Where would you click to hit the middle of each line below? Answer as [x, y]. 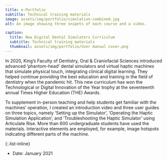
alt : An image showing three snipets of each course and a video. [76, 24]
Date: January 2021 [32, 153]
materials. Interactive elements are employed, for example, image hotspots [82, 129]
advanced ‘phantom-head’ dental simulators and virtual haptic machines [80, 66]
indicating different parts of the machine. [47, 134]
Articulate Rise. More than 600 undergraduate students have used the [77, 123]
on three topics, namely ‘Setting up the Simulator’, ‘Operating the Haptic [79, 113]
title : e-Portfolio [25, 10]
